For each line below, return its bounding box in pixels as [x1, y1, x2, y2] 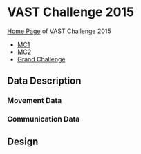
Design [7, 135, 39, 147]
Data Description [7, 75, 82, 87]
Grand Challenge [17, 55, 66, 63]
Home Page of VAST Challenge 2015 [7, 27, 112, 35]
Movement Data [7, 96, 62, 106]
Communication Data [7, 115, 80, 124]
